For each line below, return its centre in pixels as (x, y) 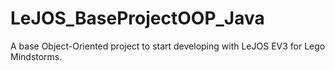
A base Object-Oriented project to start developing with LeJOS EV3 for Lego (168, 46)
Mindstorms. (36, 56)
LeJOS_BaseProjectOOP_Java (137, 18)
